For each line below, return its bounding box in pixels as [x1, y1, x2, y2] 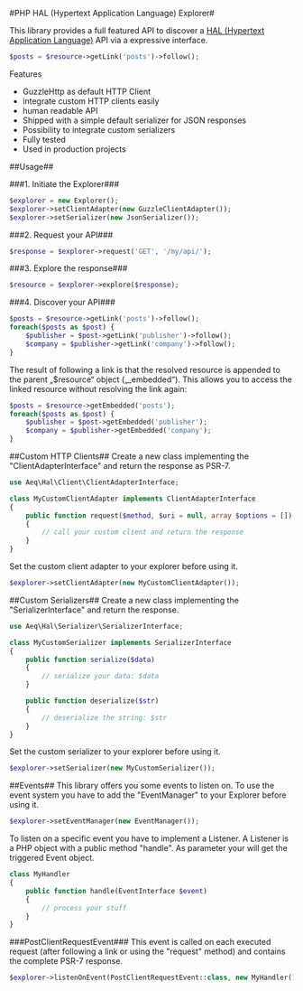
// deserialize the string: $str [41, 713, 168, 722]
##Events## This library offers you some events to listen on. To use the [9, 781, 275, 791]
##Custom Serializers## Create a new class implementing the [9, 594, 239, 605]
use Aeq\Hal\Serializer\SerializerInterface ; [9, 622, 183, 631]
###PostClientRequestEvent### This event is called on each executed [9, 937, 271, 948]
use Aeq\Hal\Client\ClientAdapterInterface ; [9, 478, 179, 487]
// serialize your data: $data [41, 672, 160, 681]
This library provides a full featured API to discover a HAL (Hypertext [9, 25, 265, 35]
